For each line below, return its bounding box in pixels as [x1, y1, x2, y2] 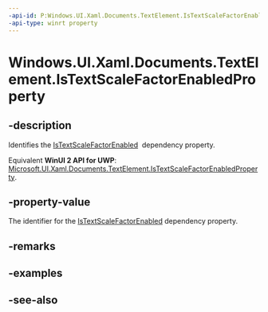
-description [8, 119, 72, 132]
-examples [8, 267, 63, 280]
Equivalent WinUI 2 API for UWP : [8, 155, 117, 165]
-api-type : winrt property [8, 19, 98, 27]
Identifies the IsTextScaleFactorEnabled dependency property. [8, 140, 215, 150]
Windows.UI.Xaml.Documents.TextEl [8, 53, 259, 72]
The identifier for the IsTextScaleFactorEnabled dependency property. [8, 216, 238, 226]
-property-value [8, 195, 91, 209]
